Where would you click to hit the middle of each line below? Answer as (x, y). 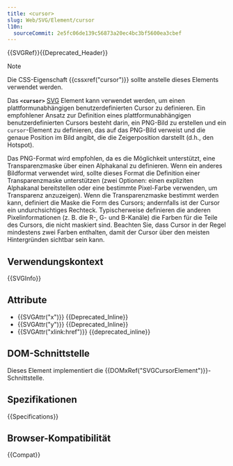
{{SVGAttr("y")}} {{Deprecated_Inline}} (73, 324)
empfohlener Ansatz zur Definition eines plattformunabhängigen (99, 115)
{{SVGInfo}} (24, 278)
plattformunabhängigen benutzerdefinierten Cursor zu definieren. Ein (106, 108)
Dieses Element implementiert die (55, 370)
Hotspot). (21, 145)
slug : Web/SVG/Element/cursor (51, 20)
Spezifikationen (42, 400)
